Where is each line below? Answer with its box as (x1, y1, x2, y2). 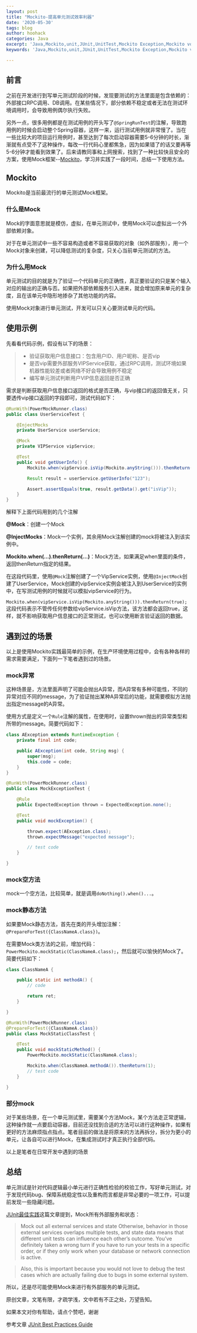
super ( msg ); (27, 753, 57, 759)
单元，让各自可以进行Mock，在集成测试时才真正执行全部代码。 (6, 1135, 158, 1142)
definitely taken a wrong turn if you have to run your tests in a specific (20, 1241, 190, 1248)
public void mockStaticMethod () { (16, 1047, 101, 1053)
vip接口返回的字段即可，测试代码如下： (21, 394, 116, 401)
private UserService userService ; (16, 428, 101, 433)
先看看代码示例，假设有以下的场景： (6, 340, 94, 347)
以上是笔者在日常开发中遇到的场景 (6, 1148, 89, 1155)
